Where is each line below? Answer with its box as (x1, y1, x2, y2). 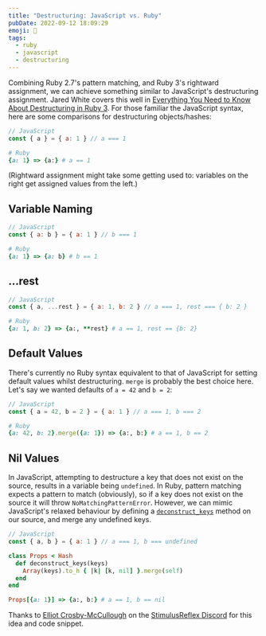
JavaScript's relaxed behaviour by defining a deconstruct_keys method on (8, 506, 252, 516)
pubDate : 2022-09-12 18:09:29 (8, 19, 109, 27)
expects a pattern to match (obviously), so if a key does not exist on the (8, 490, 244, 499)
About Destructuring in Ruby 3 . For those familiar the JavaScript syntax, (8, 103, 244, 112)
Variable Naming (8, 202, 93, 216)
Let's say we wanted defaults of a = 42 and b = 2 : (8, 384, 173, 394)
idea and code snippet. (8, 618, 84, 629)
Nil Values (8, 451, 60, 465)
